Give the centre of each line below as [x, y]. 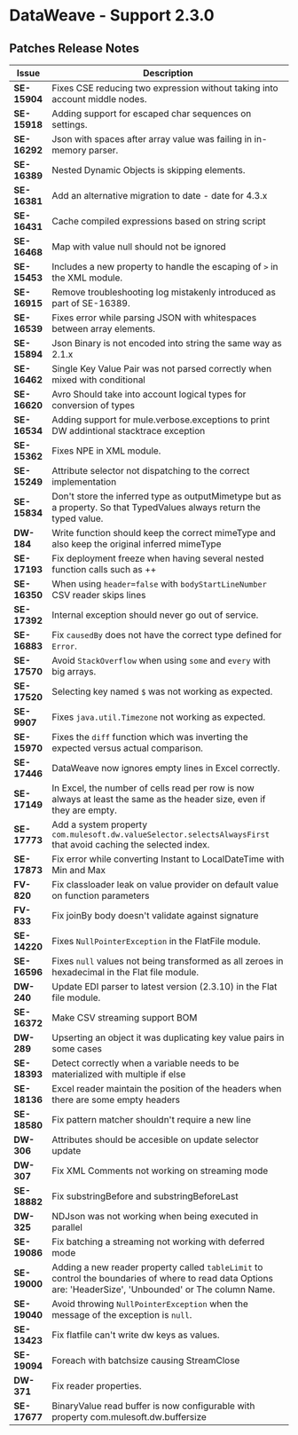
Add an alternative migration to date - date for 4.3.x [160, 196]
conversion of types [94, 405]
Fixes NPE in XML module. [106, 451]
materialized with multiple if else [119, 1074]
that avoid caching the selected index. [131, 844]
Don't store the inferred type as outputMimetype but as [167, 496]
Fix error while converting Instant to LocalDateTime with [168, 859]
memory [69, 150]
